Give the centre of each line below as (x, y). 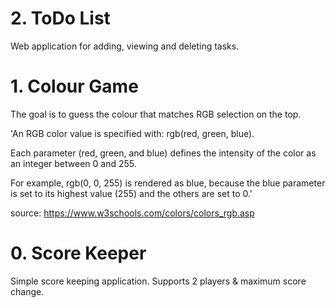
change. (27, 291)
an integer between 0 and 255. (73, 163)
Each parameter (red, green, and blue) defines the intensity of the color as (163, 153)
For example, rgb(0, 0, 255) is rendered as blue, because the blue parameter (168, 183)
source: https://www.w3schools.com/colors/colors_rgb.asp (132, 213)
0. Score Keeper (78, 253)
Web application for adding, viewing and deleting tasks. (125, 46)
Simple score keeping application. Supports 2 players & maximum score (158, 281)
